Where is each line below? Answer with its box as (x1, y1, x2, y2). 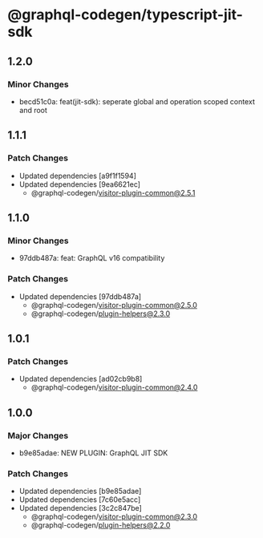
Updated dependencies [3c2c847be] (18, 504, 142, 513)
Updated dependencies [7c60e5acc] (18, 495, 141, 504)
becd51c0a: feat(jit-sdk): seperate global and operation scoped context (18, 96, 256, 106)
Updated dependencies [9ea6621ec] (18, 179, 141, 189)
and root (18, 105, 47, 115)
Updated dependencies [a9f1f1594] (18, 171, 137, 180)
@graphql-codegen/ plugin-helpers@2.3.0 (30, 309, 170, 318)
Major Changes (7, 430, 69, 441)
